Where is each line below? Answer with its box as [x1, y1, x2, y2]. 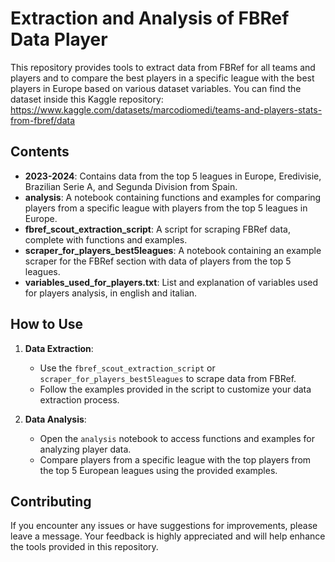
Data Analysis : [24, 413, 87, 425]
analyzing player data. [39, 443, 132, 455]
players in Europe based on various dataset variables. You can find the [10, 82, 302, 94]
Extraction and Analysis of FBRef [10, 7, 290, 30]
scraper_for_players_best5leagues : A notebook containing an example [24, 244, 322, 256]
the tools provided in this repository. [10, 541, 159, 553]
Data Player [10, 28, 108, 51]
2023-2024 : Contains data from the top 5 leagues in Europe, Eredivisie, [24, 170, 322, 182]
